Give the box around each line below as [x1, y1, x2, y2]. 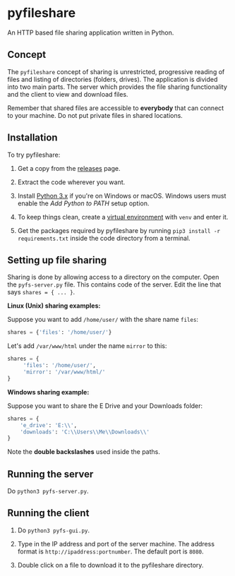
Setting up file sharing [7, 254, 107, 266]
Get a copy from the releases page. [17, 164, 121, 172]
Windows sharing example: [7, 388, 90, 396]
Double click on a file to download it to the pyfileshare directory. [17, 560, 204, 569]
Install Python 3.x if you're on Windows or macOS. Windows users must [17, 191, 227, 200]
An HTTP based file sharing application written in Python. [7, 28, 174, 37]
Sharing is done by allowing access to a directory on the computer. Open [7, 273, 219, 282]
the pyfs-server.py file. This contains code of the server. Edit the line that [7, 280, 222, 289]
